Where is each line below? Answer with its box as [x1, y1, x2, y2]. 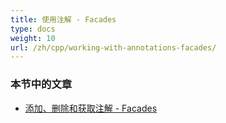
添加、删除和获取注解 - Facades [24, 102, 158, 114]
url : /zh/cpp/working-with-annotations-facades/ [10, 42, 217, 53]
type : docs [10, 24, 56, 34]
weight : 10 [10, 33, 56, 43]
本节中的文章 [10, 77, 73, 91]
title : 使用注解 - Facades [10, 14, 117, 25]
